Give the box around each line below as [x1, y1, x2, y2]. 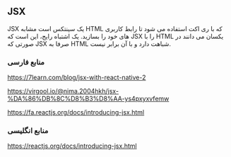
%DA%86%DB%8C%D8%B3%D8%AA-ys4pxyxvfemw [7, 95, 170, 103]
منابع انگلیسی [7, 126, 49, 136]
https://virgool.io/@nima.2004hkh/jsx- [7, 87, 119, 95]
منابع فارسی [7, 57, 45, 66]
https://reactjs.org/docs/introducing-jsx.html [7, 141, 137, 151]
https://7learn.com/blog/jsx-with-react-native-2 [7, 74, 146, 82]
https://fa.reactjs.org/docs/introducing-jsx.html [7, 108, 145, 117]
